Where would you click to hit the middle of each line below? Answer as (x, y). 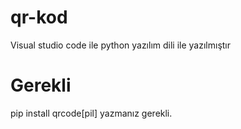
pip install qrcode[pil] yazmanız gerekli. (91, 113)
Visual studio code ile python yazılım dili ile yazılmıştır (121, 45)
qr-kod (39, 17)
